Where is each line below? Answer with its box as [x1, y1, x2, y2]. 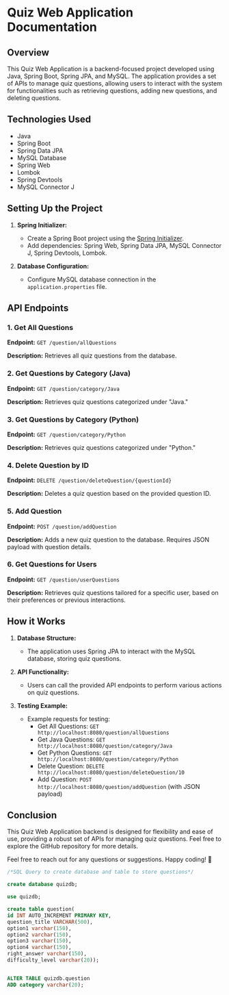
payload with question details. [7, 542, 92, 551]
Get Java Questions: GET [37, 735, 106, 744]
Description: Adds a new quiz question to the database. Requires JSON [7, 536, 210, 544]
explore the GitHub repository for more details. [7, 842, 139, 851]
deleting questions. [7, 94, 62, 102]
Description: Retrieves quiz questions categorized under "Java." [7, 397, 189, 405]
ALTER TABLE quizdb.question [7, 974, 90, 982]
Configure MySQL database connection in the [27, 275, 157, 284]
